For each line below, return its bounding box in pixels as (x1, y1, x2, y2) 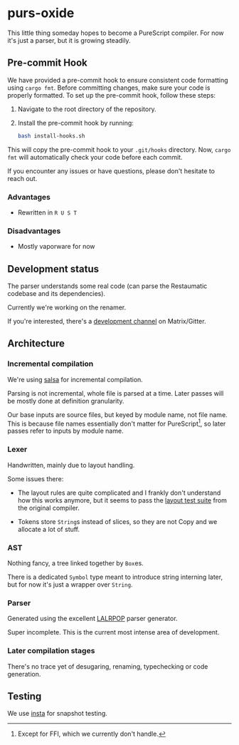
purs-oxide (7, 5, 75, 21)
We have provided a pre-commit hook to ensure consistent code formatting (7, 76, 229, 84)
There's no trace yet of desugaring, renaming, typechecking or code (7, 662, 208, 671)
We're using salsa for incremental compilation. (7, 375, 144, 384)
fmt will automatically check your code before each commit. (7, 153, 183, 161)
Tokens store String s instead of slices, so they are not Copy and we (17, 517, 218, 525)
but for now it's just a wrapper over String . (7, 580, 133, 589)
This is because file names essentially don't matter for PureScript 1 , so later (7, 418, 226, 428)
